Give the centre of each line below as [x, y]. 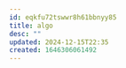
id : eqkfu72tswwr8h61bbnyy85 [63, 17]
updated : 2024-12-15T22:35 [59, 42]
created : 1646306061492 [53, 50]
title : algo [31, 26]
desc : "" [25, 34]
